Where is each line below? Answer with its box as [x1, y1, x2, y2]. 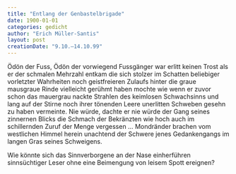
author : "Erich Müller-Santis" [7, 30, 100, 37]
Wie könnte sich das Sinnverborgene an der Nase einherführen [7, 151, 191, 159]
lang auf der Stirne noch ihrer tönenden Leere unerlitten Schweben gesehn [7, 100, 226, 108]
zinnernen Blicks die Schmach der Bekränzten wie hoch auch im [7, 115, 195, 123]
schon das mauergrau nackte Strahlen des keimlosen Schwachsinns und [7, 92, 219, 101]
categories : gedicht [7, 23, 69, 30]
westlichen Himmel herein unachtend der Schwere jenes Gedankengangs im [7, 130, 230, 138]
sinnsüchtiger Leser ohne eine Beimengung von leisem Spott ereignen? [7, 159, 216, 166]
